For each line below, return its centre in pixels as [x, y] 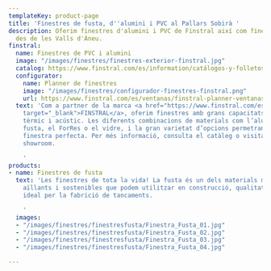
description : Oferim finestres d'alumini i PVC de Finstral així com [128, 31]
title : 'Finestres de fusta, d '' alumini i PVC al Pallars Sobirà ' [124, 23]
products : [25, 165]
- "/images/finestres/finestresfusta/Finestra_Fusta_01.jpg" [121, 225]
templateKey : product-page [54, 16]
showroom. [40, 143]
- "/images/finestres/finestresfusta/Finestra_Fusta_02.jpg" [121, 232]
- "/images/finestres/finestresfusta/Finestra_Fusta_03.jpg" [121, 240]
